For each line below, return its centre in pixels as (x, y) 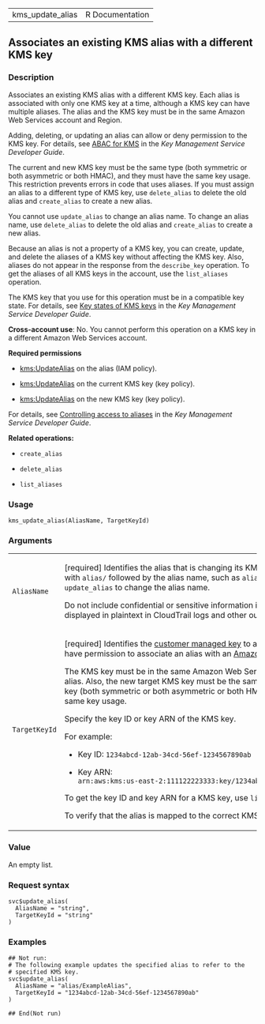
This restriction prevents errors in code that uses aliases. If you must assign (131, 184)
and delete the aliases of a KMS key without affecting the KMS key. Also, (126, 257)
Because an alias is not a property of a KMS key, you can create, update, (126, 248)
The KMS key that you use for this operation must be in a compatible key (126, 297)
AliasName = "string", (52, 908)
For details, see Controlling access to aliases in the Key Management (120, 414)
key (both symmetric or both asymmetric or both (154, 691)
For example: (88, 736)
